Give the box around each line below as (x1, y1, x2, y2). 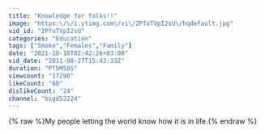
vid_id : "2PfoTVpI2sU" (8, 27, 85, 35)
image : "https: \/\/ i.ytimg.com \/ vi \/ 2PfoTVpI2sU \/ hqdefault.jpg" (8, 19, 233, 27)
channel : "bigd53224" (8, 94, 82, 103)
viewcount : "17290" (8, 72, 75, 80)
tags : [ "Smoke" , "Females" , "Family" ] (8, 42, 132, 50)
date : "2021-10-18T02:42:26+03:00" (8, 49, 129, 57)
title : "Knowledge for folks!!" (8, 11, 118, 20)
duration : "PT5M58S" (8, 65, 79, 73)
